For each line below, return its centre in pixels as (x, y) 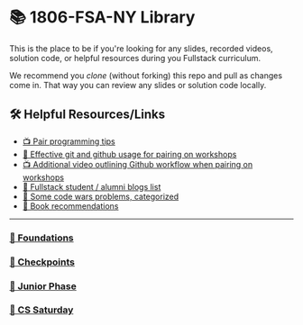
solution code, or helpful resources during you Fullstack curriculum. (135, 58)
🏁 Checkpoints (42, 262)
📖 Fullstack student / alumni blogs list (92, 186)
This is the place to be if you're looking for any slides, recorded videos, (141, 48)
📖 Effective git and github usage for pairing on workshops (129, 154)
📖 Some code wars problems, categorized (101, 196)
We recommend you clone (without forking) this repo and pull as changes (146, 75)
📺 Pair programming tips (69, 141)
